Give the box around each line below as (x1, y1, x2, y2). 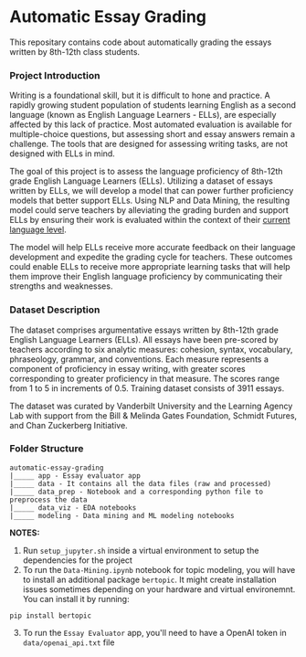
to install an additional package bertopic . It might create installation (22, 574, 277, 585)
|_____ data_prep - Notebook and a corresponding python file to (9, 487, 263, 496)
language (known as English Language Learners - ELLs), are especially (9, 110, 277, 121)
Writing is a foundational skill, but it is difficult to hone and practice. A (9, 90, 271, 101)
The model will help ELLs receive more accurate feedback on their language (9, 242, 296, 253)
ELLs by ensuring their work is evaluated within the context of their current (9, 215, 290, 226)
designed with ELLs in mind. (9, 148, 116, 159)
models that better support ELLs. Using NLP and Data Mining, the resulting (9, 195, 290, 207)
